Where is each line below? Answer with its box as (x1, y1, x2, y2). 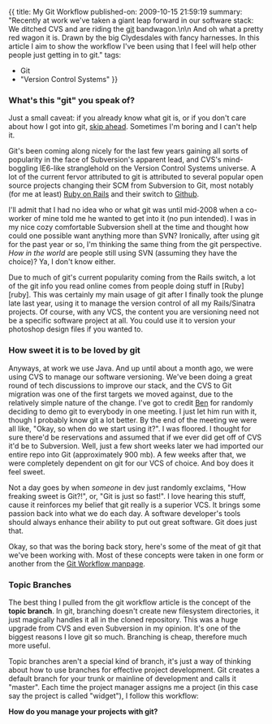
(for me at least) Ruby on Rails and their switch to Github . (8, 189, 200, 199)
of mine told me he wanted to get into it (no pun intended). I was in (33, 214, 257, 223)
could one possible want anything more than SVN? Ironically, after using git (8, 231, 260, 241)
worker (8, 214, 32, 223)
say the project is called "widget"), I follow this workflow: (8, 691, 199, 700)
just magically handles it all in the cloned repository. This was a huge (8, 614, 239, 624)
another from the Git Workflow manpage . (8, 558, 146, 568)
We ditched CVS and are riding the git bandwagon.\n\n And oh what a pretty (8, 24, 264, 33)
